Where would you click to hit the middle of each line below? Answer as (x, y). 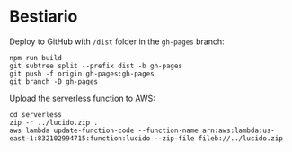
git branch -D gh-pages (54, 81)
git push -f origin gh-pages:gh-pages (82, 74)
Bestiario (44, 17)
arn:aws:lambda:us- (239, 130)
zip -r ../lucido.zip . (54, 122)
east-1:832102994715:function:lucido (80, 138)
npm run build (36, 58)
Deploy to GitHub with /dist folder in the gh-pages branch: (117, 41)
